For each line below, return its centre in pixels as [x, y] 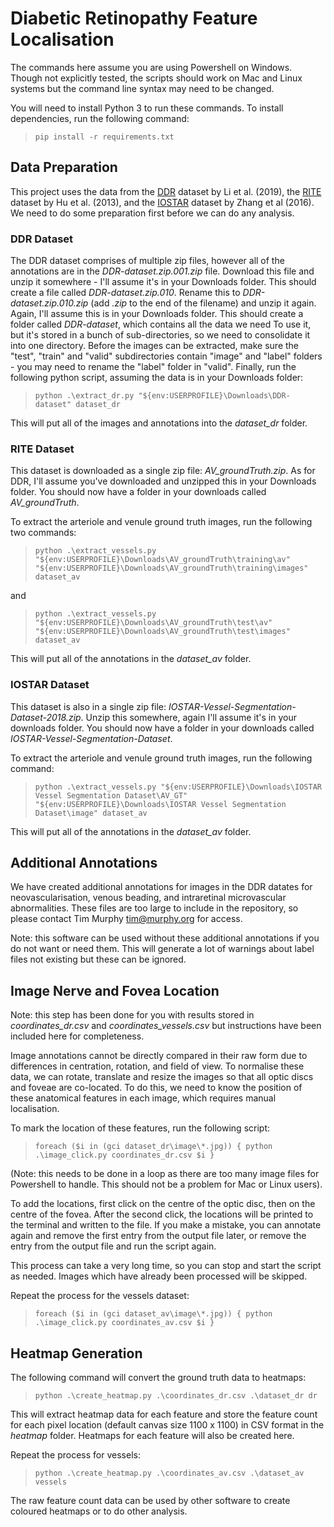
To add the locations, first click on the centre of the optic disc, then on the [163, 1204]
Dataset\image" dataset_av [91, 813]
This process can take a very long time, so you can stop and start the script [166, 1266]
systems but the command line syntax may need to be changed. [142, 88]
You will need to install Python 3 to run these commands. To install [147, 108]
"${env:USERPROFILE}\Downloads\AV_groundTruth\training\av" [162, 560]
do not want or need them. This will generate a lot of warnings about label [162, 949]
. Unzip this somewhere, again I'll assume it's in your [189, 717]
